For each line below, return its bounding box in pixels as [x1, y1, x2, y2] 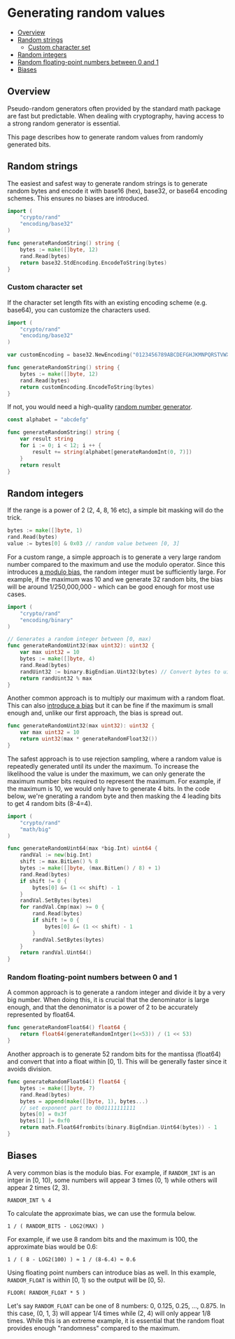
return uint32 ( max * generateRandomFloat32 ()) [20, 736, 158, 743]
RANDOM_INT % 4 [7, 1197, 52, 1204]
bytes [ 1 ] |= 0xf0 [20, 1118, 71, 1125]
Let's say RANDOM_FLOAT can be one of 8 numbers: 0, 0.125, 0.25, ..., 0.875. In [7, 1301, 226, 1310]
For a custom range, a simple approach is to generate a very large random [7, 552, 222, 561]
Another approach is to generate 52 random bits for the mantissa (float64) [7, 1050, 222, 1059]
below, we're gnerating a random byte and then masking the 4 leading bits [7, 792, 222, 800]
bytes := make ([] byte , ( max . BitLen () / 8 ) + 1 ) [20, 865, 162, 872]
